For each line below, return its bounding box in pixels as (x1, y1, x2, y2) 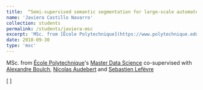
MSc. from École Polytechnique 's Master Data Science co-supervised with (6, 59, 192, 66)
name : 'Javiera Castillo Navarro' (6, 14, 94, 21)
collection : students (6, 20, 61, 26)
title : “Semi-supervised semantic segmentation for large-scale (6, 8, 174, 15)
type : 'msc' (6, 43, 36, 49)
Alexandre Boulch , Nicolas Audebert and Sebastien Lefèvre (6, 65, 154, 72)
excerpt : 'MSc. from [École (6, 31, 77, 37)
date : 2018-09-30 (6, 37, 50, 43)
